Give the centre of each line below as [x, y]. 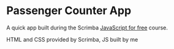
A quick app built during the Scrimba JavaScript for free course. [87, 28]
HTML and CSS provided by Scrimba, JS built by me [72, 39]
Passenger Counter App [69, 11]
